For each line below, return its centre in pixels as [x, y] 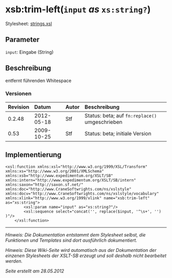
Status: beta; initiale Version [118, 133]
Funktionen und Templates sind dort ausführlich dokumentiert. [71, 240]
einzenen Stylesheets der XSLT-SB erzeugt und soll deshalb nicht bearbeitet [86, 255]
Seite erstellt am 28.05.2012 [35, 271]
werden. [14, 261]
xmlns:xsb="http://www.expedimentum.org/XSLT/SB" [59, 176]
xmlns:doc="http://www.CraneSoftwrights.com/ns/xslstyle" [68, 189]
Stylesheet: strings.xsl [29, 24]
